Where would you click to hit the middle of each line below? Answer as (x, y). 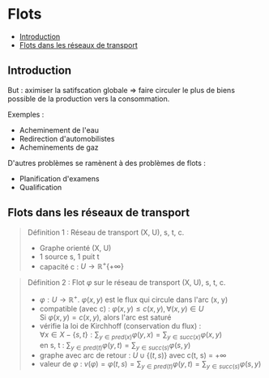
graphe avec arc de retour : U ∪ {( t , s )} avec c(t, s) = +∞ (133, 355)
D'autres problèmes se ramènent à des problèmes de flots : (107, 163)
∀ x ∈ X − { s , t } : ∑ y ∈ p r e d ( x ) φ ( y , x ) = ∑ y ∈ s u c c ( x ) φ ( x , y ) (131, 335)
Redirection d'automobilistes (67, 138)
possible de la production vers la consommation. (89, 99)
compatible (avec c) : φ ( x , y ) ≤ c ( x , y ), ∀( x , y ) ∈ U (122, 308)
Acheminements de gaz (59, 147)
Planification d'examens (59, 178)
